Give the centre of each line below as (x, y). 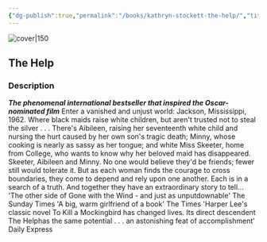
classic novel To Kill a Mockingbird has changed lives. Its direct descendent (132, 213)
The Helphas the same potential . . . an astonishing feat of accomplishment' (132, 221)
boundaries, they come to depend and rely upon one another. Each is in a (128, 179)
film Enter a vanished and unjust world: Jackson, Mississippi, (147, 111)
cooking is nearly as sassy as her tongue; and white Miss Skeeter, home (126, 145)
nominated (27, 111)
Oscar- (217, 103)
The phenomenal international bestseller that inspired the (106, 103)
